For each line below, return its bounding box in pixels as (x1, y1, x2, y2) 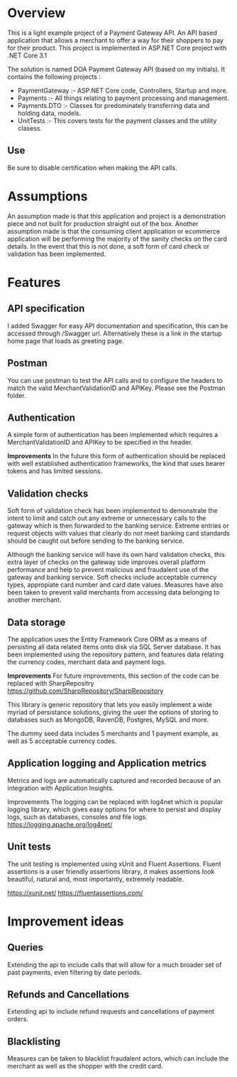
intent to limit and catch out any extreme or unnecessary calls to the (7, 514, 206, 523)
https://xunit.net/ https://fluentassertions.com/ (7, 888, 143, 897)
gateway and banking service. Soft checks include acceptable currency (7, 573, 217, 582)
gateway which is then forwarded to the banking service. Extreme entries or (7, 521, 229, 530)
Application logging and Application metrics (7, 757, 207, 769)
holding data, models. (17, 109, 82, 117)
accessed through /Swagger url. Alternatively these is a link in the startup (7, 329, 222, 337)
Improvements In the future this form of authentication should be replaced (7, 452, 226, 460)
